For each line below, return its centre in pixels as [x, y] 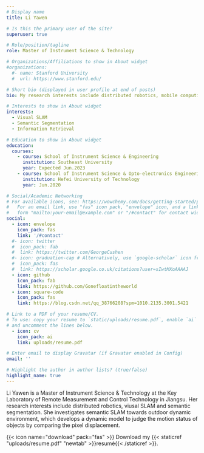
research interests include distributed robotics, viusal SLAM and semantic [98, 406]
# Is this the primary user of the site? [59, 29]
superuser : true [27, 34]
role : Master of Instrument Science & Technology [70, 51]
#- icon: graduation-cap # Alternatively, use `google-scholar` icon [101, 258]
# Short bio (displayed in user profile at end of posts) [81, 90]
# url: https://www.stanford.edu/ [57, 79]
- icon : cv [25, 331]
